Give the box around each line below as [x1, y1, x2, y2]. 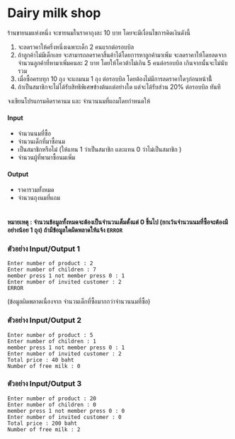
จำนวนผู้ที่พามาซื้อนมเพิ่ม [17, 153, 76, 162]
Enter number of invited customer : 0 [7, 413, 122, 421]
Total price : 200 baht [7, 420, 78, 427]
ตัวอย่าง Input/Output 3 [7, 379, 82, 389]
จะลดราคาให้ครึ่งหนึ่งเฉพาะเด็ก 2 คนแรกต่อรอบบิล [17, 43, 134, 51]
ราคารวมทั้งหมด [17, 186, 55, 194]
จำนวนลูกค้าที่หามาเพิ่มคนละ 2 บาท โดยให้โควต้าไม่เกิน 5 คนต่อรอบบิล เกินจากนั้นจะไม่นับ [17, 58, 228, 67]
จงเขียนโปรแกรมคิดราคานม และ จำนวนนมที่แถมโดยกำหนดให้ [7, 96, 151, 105]
